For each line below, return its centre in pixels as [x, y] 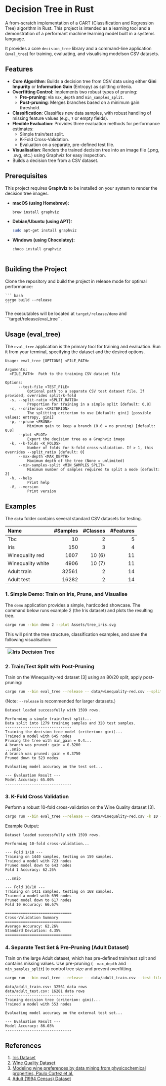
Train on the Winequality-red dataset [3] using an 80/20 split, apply [74, 677]
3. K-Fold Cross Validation [37, 796]
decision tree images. [27, 193]
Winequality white [28, 563]
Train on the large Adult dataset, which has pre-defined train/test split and [81, 958]
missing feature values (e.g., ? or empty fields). [60, 118]
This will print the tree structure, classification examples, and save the [76, 634]
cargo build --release [28, 300]
